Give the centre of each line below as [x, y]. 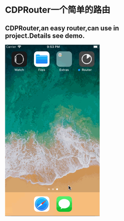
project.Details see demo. [45, 36]
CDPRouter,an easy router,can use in [62, 28]
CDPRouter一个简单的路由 [58, 10]
